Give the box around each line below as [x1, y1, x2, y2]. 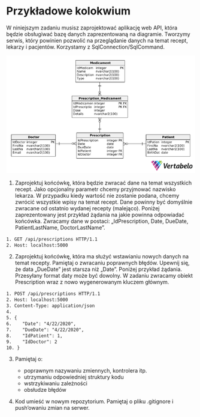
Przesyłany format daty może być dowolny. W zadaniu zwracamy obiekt [14, 272, 193, 279]
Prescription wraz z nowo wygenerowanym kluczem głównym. [14, 278, 169, 285]
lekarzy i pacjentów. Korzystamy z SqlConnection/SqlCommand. [6, 43, 165, 50]
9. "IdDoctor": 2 [6, 338, 58, 345]
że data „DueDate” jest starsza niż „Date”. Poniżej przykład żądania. [14, 266, 183, 273]
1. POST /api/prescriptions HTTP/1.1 [6, 290, 101, 297]
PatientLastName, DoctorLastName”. [14, 224, 106, 231]
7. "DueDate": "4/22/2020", [6, 326, 84, 333]
